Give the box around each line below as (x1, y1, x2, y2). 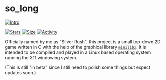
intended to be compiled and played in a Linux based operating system (5, 49, 151, 55)
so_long (5, 3, 39, 14)
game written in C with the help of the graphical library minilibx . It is (5, 44, 146, 50)
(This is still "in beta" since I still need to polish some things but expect (5, 64, 151, 70)
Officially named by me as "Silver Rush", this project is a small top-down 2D (5, 38, 161, 45)
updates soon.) (5, 69, 36, 75)
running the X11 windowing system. (5, 54, 78, 60)
